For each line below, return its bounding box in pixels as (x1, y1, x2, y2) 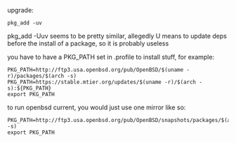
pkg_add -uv (7, 20, 42, 27)
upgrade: (7, 6, 34, 14)
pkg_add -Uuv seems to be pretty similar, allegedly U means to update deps (7, 32, 227, 40)
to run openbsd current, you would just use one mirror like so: (7, 103, 186, 111)
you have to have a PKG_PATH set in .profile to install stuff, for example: (7, 53, 215, 61)
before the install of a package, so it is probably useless (7, 39, 169, 48)
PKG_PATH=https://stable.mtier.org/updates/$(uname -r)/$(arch (7, 79, 197, 86)
